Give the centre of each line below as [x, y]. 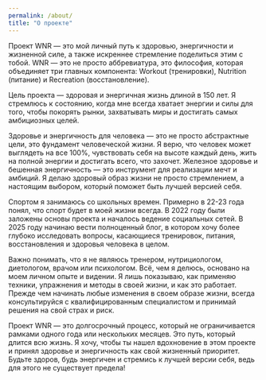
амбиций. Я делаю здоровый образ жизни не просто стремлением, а [126, 178]
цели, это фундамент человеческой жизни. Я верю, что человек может [130, 144]
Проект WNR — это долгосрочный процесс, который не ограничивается [132, 325]
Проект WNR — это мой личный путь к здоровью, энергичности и [121, 45]
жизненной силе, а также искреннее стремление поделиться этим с [126, 54]
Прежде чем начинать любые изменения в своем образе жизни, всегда [131, 293]
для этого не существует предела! [67, 367]
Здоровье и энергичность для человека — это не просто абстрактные [129, 135]
